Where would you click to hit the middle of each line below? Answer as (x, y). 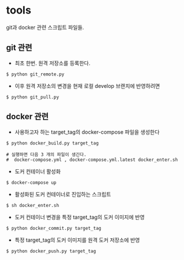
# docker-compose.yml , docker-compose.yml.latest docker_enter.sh (92, 160)
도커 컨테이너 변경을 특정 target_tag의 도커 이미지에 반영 (80, 217)
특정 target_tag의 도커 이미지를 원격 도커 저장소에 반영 (77, 240)
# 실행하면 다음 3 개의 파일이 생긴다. (46, 154)
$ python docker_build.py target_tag (52, 143)
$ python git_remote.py (35, 74)
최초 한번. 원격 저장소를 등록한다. (52, 63)
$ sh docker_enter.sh (33, 205)
